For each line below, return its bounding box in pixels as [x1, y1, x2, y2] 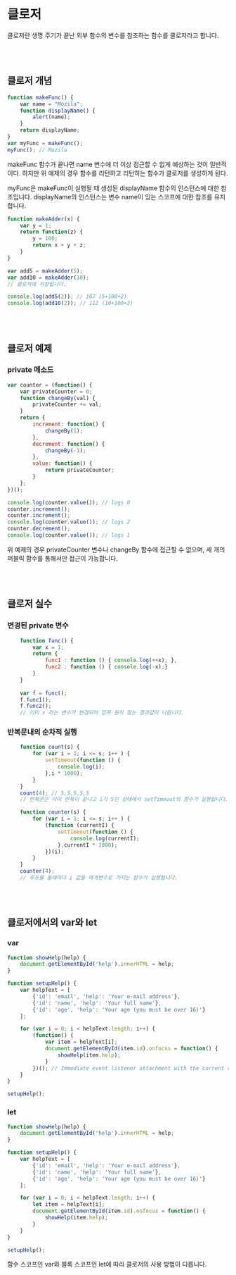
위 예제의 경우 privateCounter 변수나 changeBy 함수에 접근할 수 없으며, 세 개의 [7, 545, 225, 554]
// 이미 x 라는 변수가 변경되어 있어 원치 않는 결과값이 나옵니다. [20, 709, 185, 716]
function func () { [20, 637, 74, 645]
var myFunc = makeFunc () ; [7, 139, 83, 147]
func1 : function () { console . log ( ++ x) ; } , [44, 657, 178, 664]
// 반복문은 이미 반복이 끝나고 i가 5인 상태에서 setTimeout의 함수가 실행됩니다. [20, 796, 228, 803]
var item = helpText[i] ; [44, 1038, 118, 1046]
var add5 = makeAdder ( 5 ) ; [7, 267, 83, 275]
